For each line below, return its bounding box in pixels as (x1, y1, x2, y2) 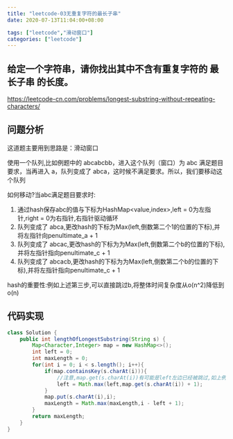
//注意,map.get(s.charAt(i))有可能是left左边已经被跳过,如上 (56, 374, 222, 381)
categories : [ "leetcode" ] (7, 35, 82, 42)
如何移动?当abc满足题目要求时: (7, 190, 96, 198)
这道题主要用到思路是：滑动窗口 (7, 144, 98, 152)
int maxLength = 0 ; (32, 355, 89, 362)
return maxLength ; (32, 413, 85, 420)
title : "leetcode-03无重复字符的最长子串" (7, 10, 121, 17)
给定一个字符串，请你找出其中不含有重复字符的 (7, 63, 208, 75)
